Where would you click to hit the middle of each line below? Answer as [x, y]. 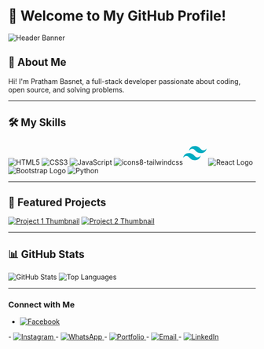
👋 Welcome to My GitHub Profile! [117, 16]
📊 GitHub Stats [46, 254]
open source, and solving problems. [66, 89]
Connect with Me [42, 305]
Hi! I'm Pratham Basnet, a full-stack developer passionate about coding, [125, 81]
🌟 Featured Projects [57, 202]
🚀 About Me [37, 62]
